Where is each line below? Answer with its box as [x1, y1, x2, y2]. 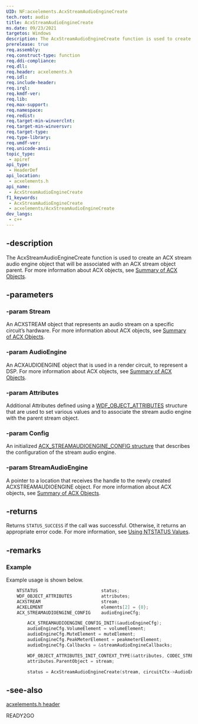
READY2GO [6, 712, 34, 719]
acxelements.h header [6, 701, 60, 708]
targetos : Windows [6, 31, 51, 36]
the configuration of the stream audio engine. [6, 449, 116, 456]
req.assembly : [6, 47, 41, 53]
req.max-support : [6, 101, 49, 108]
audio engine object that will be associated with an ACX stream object [6, 260, 176, 267]
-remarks [6, 545, 41, 555]
